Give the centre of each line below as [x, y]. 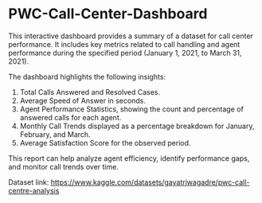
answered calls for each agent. [70, 117]
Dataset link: [29, 182]
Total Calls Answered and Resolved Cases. [90, 92]
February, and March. [55, 134]
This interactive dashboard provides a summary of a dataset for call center [131, 36]
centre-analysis [34, 190]
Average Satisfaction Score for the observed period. [105, 142]
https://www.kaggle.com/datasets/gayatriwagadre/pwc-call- [150, 182]
